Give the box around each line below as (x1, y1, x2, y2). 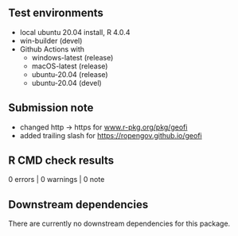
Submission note (8, 101, 94, 114)
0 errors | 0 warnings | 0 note (8, 175, 105, 184)
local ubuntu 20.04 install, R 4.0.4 (19, 27, 131, 37)
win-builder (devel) (19, 36, 83, 45)
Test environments (8, 6, 103, 20)
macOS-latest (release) (31, 61, 108, 71)
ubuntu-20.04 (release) (31, 69, 109, 79)
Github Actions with (19, 44, 85, 54)
